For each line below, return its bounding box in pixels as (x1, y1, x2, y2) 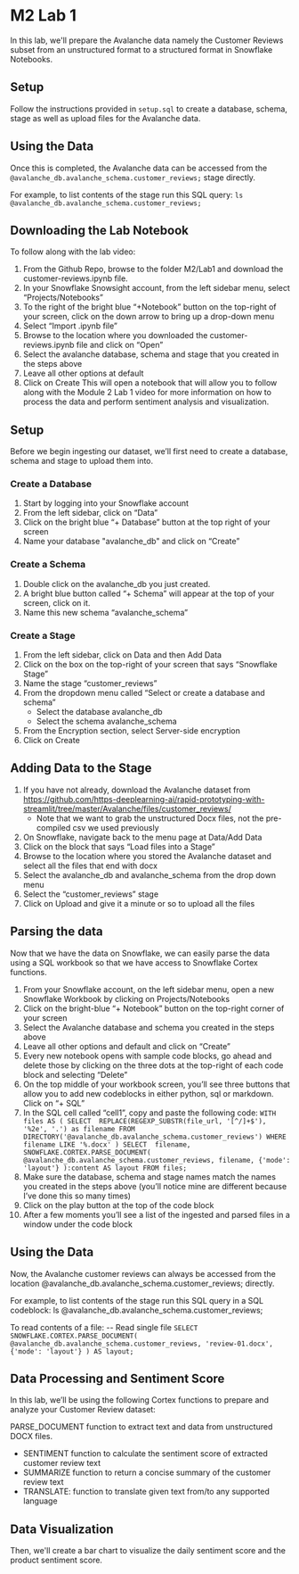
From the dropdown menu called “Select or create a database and (22, 688, 265, 699)
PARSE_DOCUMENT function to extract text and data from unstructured (10, 1421, 273, 1432)
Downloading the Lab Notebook (10, 222, 190, 237)
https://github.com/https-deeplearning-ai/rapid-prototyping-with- (22, 793, 265, 804)
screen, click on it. (22, 597, 91, 608)
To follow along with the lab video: (10, 246, 136, 257)
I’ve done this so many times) (22, 1190, 132, 1201)
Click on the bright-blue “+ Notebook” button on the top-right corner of (22, 1003, 285, 1014)
